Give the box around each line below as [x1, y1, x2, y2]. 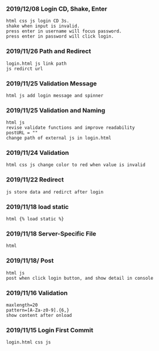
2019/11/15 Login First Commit [6, 326, 94, 334]
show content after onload [6, 312, 72, 318]
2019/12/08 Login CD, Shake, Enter [6, 5, 107, 13]
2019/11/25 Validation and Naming [6, 106, 106, 114]
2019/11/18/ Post [6, 257, 54, 265]
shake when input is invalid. [6, 23, 80, 29]
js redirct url [6, 65, 43, 72]
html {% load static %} [6, 216, 65, 222]
